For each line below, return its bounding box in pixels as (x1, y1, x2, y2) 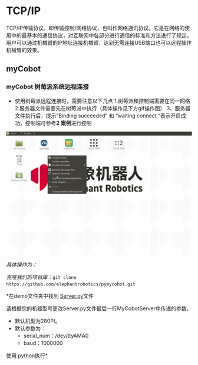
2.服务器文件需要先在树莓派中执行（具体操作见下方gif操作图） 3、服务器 (14, 104, 191, 111)
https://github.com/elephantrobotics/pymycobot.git (6, 281, 136, 287)
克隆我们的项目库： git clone (6, 274, 77, 281)
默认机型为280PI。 (14, 317, 61, 325)
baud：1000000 (23, 340, 63, 347)
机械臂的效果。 (6, 46, 42, 54)
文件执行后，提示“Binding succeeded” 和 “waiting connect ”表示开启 (14, 112, 181, 119)
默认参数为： (14, 325, 46, 332)
